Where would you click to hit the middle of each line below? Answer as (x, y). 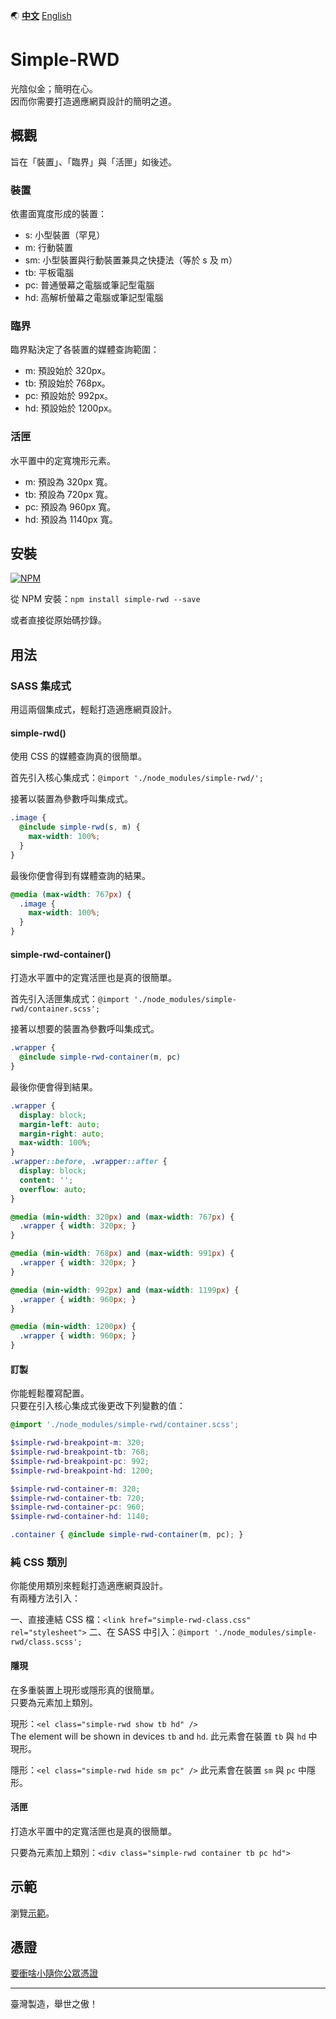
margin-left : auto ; (60, 1124)
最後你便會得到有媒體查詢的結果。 (80, 875)
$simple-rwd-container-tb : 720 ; (77, 1498)
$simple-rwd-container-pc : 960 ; (77, 1507)
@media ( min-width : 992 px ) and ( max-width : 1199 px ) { (125, 1290)
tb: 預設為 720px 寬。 (68, 494)
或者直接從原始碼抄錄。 (58, 620)
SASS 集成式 (41, 686)
